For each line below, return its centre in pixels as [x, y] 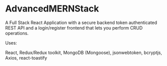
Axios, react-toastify [26, 57]
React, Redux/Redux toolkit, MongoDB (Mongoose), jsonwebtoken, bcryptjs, [84, 52]
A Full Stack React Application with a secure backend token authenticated [81, 22]
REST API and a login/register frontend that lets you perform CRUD [74, 27]
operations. [17, 33]
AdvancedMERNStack [52, 9]
